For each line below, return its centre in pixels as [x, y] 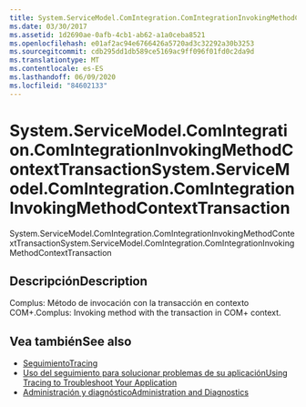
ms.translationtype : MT [55, 60]
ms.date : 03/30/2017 [49, 26]
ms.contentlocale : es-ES [56, 69]
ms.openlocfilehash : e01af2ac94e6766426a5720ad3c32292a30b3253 [132, 43]
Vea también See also [71, 341]
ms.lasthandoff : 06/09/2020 [63, 77]
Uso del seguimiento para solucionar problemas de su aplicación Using [155, 373]
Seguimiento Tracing [60, 363]
